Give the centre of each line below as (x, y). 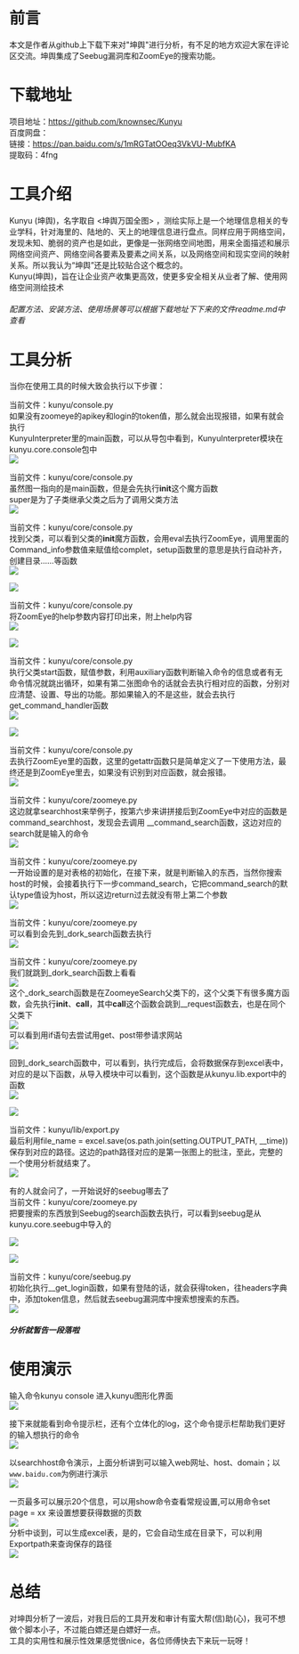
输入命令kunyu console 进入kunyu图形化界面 (91, 1396)
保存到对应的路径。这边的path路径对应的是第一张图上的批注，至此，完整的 (146, 1152)
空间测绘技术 (40, 287)
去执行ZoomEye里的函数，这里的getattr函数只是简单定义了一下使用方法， (144, 762)
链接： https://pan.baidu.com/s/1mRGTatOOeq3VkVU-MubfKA (123, 143)
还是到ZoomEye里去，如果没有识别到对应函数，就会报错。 (124, 772)
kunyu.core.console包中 (53, 450)
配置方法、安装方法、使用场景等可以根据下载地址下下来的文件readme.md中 (147, 309)
